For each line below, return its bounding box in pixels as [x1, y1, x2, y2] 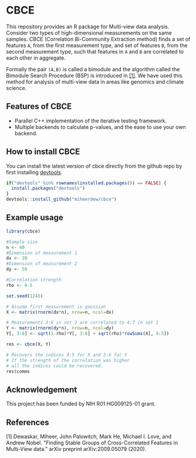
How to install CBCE [6, 147, 80, 157]
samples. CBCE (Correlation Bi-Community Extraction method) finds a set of [6, 35, 191, 42]
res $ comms [6, 369, 31, 374]
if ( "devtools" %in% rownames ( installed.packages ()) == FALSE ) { [6, 180, 167, 186]
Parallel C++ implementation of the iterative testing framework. [14, 117, 167, 124]
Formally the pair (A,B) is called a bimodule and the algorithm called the [6, 65, 180, 72]
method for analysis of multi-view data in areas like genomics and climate [6, 78, 184, 85]
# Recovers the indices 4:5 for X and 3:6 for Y [6, 351, 127, 358]
